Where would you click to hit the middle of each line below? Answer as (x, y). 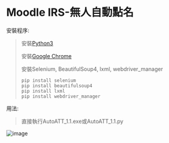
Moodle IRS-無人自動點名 (70, 12)
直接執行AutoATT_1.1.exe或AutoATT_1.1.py (72, 121)
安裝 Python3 (37, 43)
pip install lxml (43, 91)
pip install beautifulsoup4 (57, 85)
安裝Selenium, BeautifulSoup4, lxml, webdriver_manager (92, 69)
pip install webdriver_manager (61, 96)
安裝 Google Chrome (46, 56)
